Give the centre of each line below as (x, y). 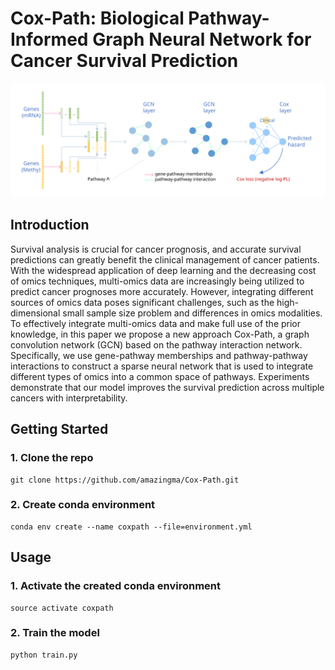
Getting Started (59, 429)
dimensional (35, 313)
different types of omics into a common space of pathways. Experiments (160, 376)
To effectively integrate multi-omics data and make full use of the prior (156, 323)
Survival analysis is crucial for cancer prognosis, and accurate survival (156, 249)
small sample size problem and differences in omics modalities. (192, 313)
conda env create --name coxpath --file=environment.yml (131, 527)
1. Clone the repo (52, 458)
